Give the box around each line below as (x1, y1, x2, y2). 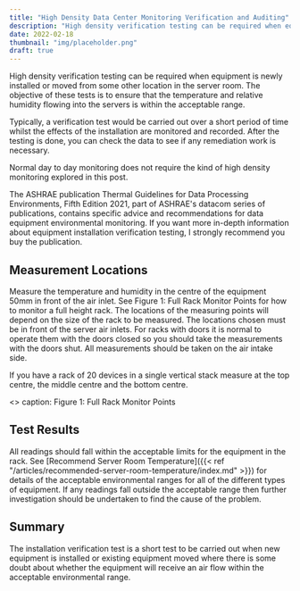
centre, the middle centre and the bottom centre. (9, 379, 189, 389)
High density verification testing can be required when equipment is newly (9, 71, 283, 81)
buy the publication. (9, 237, 83, 247)
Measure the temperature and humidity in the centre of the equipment (9, 286, 267, 296)
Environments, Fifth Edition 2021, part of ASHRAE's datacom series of (9, 198, 266, 210)
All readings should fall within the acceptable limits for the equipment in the (9, 445, 287, 456)
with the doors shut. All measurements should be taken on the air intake (9, 343, 274, 354)
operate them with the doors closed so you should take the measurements (9, 333, 283, 344)
